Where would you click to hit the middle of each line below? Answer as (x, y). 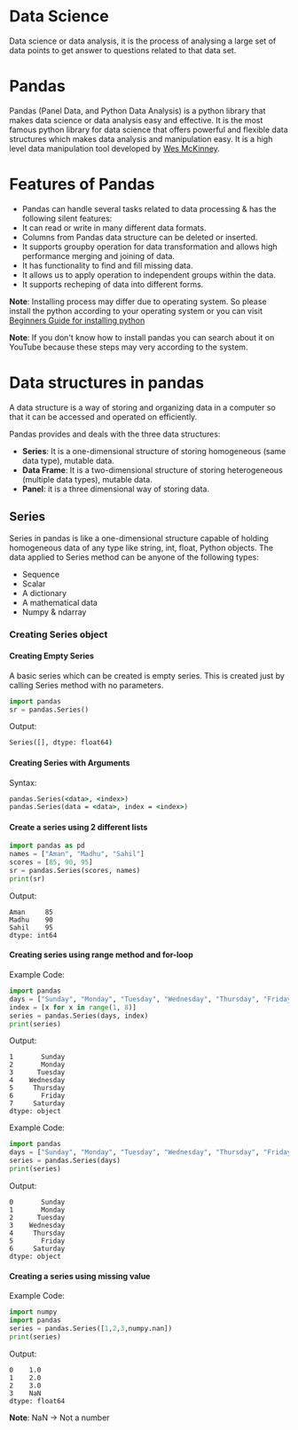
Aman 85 (31, 912)
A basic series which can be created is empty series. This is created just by (147, 675)
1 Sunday (37, 1057)
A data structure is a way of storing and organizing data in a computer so (143, 407)
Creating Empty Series (52, 656)
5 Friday (37, 1241)
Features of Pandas (82, 185)
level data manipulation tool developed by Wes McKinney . (114, 148)
